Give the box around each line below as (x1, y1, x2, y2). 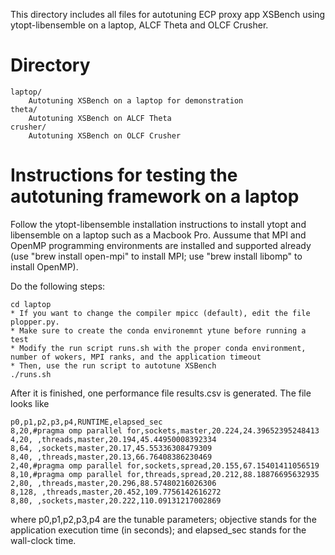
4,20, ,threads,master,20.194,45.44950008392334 (10, 434, 217, 444)
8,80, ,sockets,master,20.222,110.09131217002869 (10, 495, 222, 506)
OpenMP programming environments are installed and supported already (10, 239, 312, 251)
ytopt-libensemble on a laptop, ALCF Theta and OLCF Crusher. (10, 19, 269, 31)
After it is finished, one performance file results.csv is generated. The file (10, 387, 312, 399)
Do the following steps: (10, 280, 106, 292)
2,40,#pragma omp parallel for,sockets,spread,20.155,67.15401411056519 (10, 460, 320, 471)
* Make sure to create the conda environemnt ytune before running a (10, 325, 307, 336)
